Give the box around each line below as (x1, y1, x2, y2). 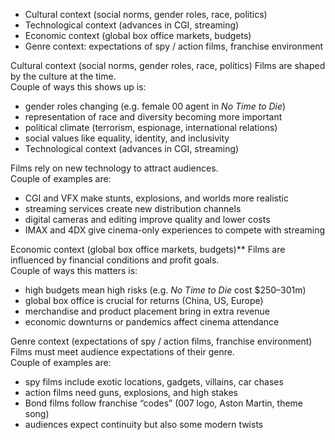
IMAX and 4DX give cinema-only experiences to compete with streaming (24, 224, 326, 236)
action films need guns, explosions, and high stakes (24, 387, 238, 398)
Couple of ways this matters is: (10, 265, 138, 276)
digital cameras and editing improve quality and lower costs (24, 214, 271, 225)
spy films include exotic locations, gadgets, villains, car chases (24, 376, 284, 388)
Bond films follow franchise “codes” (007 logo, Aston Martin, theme (24, 397, 303, 409)
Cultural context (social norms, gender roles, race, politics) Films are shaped (10, 60, 326, 71)
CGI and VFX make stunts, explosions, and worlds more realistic (24, 192, 289, 204)
